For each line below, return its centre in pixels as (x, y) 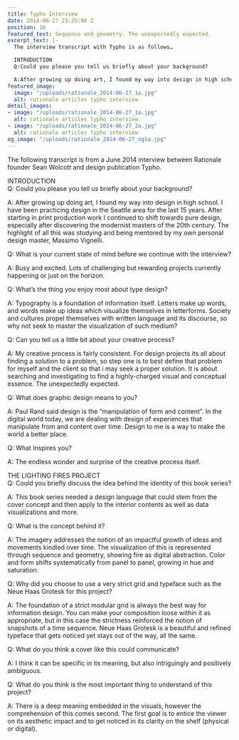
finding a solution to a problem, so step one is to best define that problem (115, 361)
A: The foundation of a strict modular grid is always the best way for (107, 605)
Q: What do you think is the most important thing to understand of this (110, 684)
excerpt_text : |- (33, 41)
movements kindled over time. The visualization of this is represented (109, 547)
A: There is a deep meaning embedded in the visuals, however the (104, 706)
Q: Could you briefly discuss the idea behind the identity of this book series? (119, 483)
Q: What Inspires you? (40, 448)
